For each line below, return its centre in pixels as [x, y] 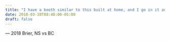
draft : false [19, 19]
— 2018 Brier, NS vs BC [30, 33]
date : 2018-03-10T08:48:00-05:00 [40, 14]
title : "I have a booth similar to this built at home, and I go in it [82, 10]
